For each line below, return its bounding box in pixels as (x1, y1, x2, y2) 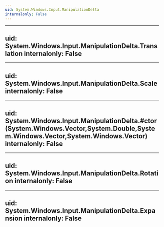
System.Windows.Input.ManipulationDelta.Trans (5, 42, 158, 50)
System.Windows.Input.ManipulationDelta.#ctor (5, 116, 157, 125)
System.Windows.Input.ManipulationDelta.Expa (5, 207, 156, 215)
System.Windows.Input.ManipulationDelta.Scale (5, 79, 158, 88)
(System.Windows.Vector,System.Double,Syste (5, 124, 155, 132)
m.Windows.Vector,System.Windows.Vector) (5, 132, 148, 140)
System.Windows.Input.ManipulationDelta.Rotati (5, 169, 159, 178)
